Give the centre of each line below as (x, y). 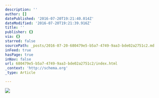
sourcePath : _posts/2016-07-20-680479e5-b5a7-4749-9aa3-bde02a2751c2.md (80, 46)
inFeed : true (18, 50)
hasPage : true (19, 55)
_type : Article (20, 73)
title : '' (15, 28)
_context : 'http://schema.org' (36, 68)
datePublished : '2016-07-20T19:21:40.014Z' (50, 18)
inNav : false (18, 59)
